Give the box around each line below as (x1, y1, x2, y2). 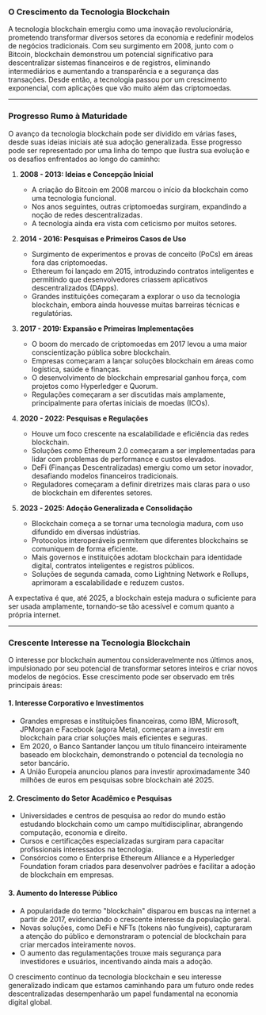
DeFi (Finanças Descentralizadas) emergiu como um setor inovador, (31, 463, 253, 472)
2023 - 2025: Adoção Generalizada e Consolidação (19, 503, 192, 513)
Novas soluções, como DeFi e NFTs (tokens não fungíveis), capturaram (19, 923, 253, 932)
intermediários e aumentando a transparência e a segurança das (8, 67, 219, 76)
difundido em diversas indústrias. (31, 527, 141, 536)
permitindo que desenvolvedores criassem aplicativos (31, 275, 208, 284)
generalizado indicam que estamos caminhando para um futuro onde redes (8, 980, 255, 990)
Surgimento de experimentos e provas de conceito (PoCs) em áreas (31, 249, 253, 259)
